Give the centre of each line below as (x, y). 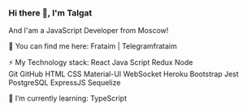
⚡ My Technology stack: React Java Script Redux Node (101, 62)
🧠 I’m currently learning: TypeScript (68, 98)
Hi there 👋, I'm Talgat (50, 13)
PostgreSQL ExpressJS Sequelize (65, 83)
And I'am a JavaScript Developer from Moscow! (89, 31)
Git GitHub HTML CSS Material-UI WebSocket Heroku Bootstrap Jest (124, 74)
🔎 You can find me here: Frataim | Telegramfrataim (93, 46)
